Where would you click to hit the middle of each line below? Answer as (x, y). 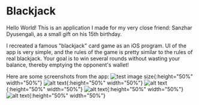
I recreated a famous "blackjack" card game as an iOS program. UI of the (97, 46)
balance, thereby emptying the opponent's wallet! (68, 65)
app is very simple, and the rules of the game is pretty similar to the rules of (99, 52)
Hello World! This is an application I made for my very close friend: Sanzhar (99, 28)
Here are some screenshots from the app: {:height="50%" (100, 76)
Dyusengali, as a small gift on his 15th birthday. (64, 34)
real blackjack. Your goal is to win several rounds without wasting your (93, 58)
